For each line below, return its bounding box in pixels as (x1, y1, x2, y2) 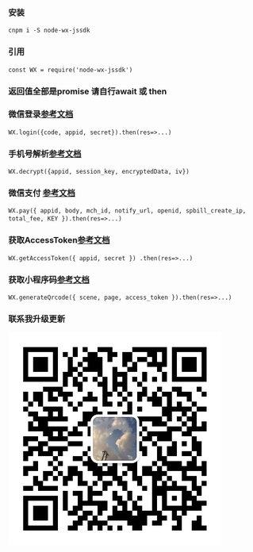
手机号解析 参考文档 (8, 148, 82, 159)
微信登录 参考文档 (8, 109, 74, 120)
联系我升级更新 (8, 313, 66, 324)
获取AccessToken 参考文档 (8, 235, 110, 246)
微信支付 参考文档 (8, 188, 75, 199)
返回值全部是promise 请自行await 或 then (8, 86, 167, 97)
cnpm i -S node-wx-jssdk (8, 26, 90, 35)
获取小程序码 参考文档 (8, 274, 90, 285)
